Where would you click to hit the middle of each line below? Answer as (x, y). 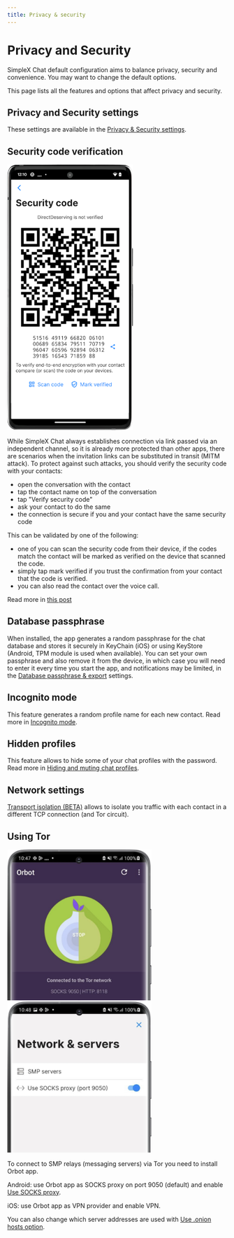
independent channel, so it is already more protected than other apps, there (116, 449)
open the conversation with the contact (74, 484)
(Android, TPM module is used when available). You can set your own (107, 653)
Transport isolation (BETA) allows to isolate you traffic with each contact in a (117, 807)
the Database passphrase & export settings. (71, 675)
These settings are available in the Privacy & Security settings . (97, 129)
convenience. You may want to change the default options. (92, 77)
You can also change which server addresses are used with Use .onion (109, 1219)
